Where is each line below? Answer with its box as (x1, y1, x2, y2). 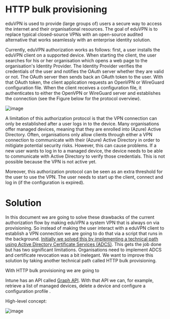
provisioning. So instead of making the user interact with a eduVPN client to (5, 225, 164, 231)
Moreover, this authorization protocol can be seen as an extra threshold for (5, 168, 163, 175)
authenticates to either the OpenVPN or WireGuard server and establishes (5, 90, 161, 96)
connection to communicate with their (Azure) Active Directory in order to (5, 137, 160, 143)
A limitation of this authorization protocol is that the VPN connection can (5, 115, 157, 121)
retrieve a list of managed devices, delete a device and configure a (5, 282, 146, 289)
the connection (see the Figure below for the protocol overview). (5, 95, 141, 102)
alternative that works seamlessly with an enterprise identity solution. (5, 37, 152, 43)
